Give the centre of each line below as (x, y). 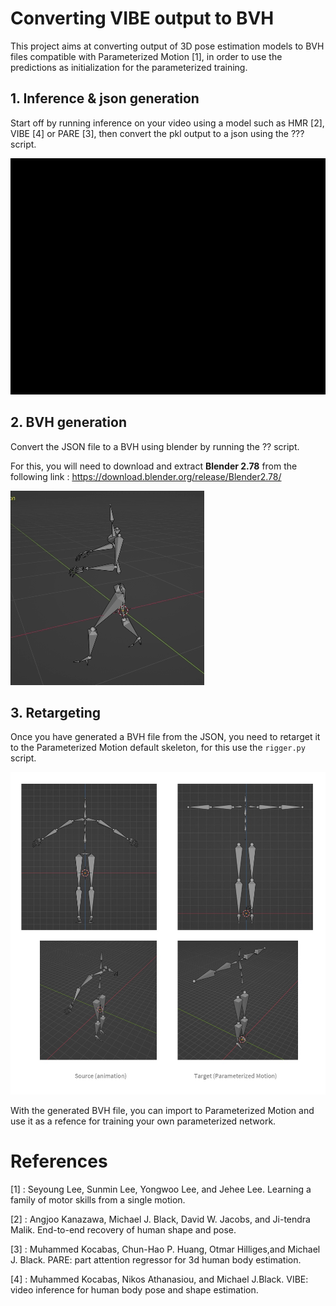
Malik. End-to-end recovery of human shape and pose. (123, 1229)
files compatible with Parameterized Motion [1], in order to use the (146, 56)
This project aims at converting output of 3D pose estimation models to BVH (167, 46)
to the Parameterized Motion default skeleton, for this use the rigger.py (158, 748)
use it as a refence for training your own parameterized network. (143, 1121)
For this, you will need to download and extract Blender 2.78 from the (154, 466)
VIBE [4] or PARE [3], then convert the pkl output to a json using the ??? (157, 133)
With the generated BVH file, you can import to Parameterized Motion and (162, 1110)
